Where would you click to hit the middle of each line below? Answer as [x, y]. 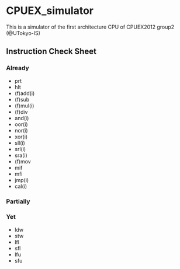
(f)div [21, 111]
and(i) [22, 118]
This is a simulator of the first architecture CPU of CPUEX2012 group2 [90, 27]
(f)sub [22, 99]
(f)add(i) [25, 93]
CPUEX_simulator [50, 11]
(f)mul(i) [24, 106]
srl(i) [20, 149]
